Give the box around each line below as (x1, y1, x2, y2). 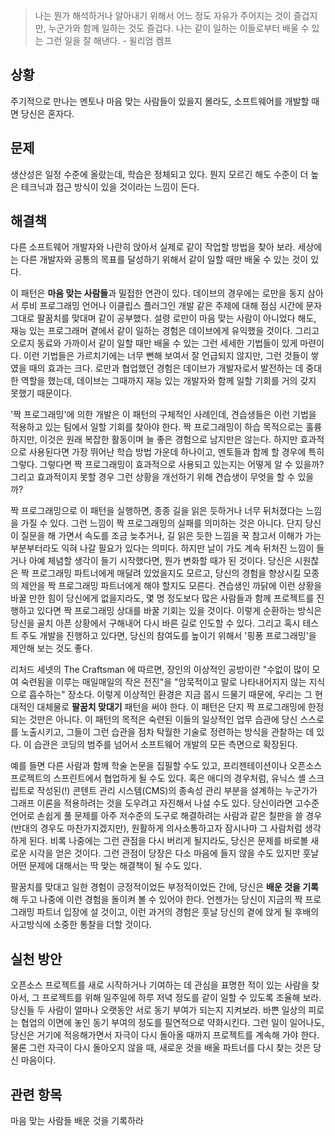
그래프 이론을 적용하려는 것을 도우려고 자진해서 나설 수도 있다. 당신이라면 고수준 (10, 797, 320, 809)
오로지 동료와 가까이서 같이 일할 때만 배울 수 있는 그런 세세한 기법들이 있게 (10, 337, 298, 349)
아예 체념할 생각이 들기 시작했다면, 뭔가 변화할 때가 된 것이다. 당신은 (28, 555, 293, 567)
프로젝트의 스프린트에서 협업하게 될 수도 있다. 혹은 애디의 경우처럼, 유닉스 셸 (10, 772, 307, 784)
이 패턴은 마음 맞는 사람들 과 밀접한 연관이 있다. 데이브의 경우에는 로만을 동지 (10, 287, 306, 299)
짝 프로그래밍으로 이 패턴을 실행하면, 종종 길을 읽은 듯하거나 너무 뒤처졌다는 (10, 505, 304, 517)
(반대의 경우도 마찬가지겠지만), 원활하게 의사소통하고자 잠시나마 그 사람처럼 (10, 822, 303, 834)
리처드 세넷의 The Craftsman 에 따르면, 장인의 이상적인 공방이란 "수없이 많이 (10, 664, 310, 676)
